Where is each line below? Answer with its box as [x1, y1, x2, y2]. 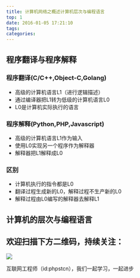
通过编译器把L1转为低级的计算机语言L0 [14, 96, 110, 103]
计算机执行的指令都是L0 [14, 180, 74, 188]
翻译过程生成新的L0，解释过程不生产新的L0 [14, 188, 122, 195]
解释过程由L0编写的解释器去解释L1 [14, 195, 99, 203]
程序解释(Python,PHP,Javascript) [6, 120, 104, 128]
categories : [6, 31, 36, 37]
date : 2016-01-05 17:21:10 [6, 20, 73, 26]
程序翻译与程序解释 [6, 54, 77, 64]
